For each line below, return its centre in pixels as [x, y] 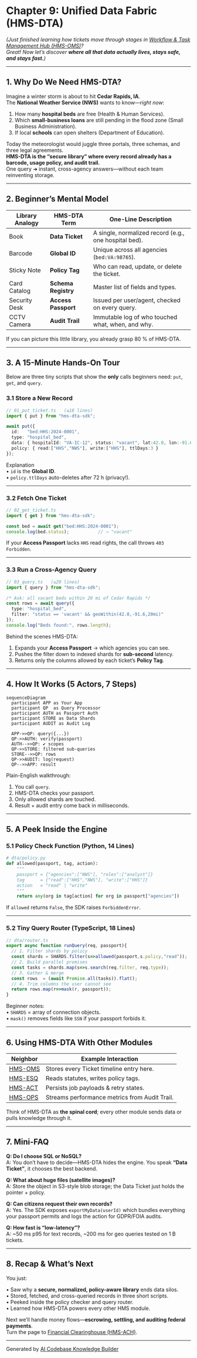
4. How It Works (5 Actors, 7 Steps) [71, 684]
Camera [20, 324]
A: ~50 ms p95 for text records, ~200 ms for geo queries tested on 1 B [91, 1234]
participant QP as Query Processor [56, 708]
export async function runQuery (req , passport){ [67, 946]
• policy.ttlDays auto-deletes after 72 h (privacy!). [68, 477]
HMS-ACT [23, 1088]
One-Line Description [140, 219]
